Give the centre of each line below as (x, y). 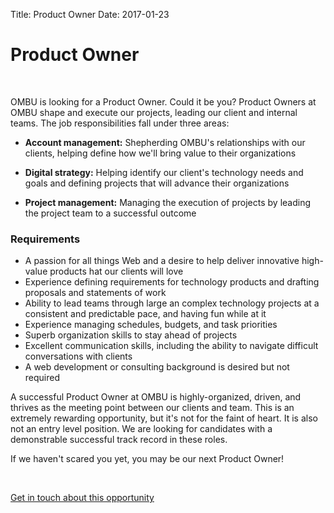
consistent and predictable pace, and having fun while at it (145, 314)
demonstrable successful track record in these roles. (119, 440)
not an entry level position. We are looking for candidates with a (141, 429)
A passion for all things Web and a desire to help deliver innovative (162, 261)
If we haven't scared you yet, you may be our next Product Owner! (147, 459)
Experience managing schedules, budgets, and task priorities (151, 325)
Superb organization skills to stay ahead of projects (131, 335)
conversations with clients (78, 356)
